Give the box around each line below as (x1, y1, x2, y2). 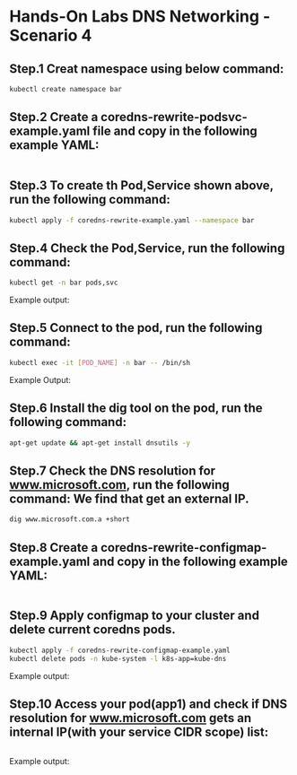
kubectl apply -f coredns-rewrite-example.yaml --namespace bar (9, 215, 255, 225)
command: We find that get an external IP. (9, 491, 249, 506)
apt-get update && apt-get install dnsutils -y (9, 438, 191, 448)
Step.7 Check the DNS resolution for (9, 463, 216, 478)
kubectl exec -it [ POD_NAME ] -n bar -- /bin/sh (9, 358, 191, 367)
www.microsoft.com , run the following (9, 477, 231, 492)
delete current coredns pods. (9, 622, 177, 638)
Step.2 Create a (9, 109, 99, 125)
